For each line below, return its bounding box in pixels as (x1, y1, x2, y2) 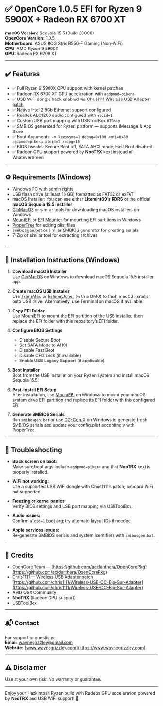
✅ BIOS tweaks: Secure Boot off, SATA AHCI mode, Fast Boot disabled (12, 143, 153, 149)
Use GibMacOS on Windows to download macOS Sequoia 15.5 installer (12, 274, 154, 279)
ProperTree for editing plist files (12, 222, 75, 228)
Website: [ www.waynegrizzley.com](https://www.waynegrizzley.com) (5, 644, 146, 651)
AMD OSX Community (12, 590, 57, 595)
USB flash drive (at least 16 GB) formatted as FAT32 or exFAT (12, 191, 134, 197)
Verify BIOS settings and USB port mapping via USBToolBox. (12, 503, 133, 509)
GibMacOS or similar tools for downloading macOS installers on (12, 206, 139, 212)
